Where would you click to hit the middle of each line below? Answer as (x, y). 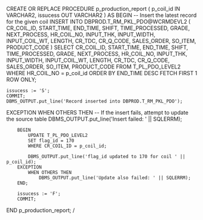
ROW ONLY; (21, 79)
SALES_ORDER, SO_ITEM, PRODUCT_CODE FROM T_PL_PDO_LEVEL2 (93, 67)
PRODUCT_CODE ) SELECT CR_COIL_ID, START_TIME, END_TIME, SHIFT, (97, 47)
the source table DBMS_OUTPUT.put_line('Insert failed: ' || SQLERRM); (94, 119)
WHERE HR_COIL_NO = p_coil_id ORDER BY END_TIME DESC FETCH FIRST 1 (102, 73)
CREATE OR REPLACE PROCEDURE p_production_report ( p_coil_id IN (93, 9)
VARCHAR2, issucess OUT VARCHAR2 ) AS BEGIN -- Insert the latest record (101, 15)
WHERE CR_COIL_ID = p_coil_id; (68, 146)
